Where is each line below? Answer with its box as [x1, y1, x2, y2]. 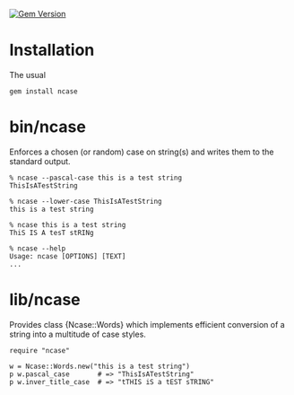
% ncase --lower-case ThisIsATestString [9, 197, 163, 206]
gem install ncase [9, 86, 78, 96]
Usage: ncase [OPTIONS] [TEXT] [9, 251, 126, 260]
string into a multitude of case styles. [9, 329, 146, 339]
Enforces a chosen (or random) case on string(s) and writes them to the [9, 146, 274, 157]
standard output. [9, 155, 71, 166]
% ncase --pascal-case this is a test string [9, 173, 182, 182]
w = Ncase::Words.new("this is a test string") [9, 362, 191, 371]
